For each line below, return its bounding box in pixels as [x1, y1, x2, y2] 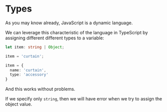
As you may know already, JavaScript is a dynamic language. [5, 20, 133, 26]
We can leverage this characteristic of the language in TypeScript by [5, 29, 148, 35]
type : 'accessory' [10, 72, 49, 77]
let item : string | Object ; [5, 44, 65, 49]
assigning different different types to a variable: [5, 35, 104, 41]
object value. [5, 101, 32, 107]
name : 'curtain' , [10, 68, 47, 73]
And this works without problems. [5, 86, 75, 92]
